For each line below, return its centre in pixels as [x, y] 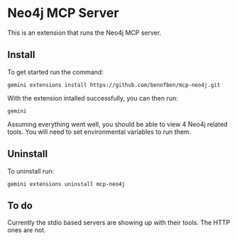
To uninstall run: [31, 171]
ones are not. [27, 230]
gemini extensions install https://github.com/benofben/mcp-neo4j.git [114, 85]
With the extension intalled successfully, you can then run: [93, 98]
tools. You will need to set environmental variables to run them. [99, 132]
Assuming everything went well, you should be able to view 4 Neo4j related [118, 124]
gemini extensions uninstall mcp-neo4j [66, 184]
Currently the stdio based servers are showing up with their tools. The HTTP [119, 223]
